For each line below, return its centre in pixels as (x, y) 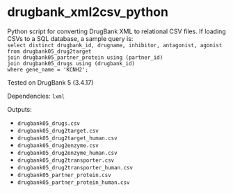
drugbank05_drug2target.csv (58, 131)
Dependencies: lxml (36, 96)
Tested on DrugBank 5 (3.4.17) (50, 82)
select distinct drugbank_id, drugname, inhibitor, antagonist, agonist (115, 45)
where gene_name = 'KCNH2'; (48, 69)
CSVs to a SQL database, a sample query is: (70, 38)
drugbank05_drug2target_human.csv (67, 138)
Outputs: (20, 109)
